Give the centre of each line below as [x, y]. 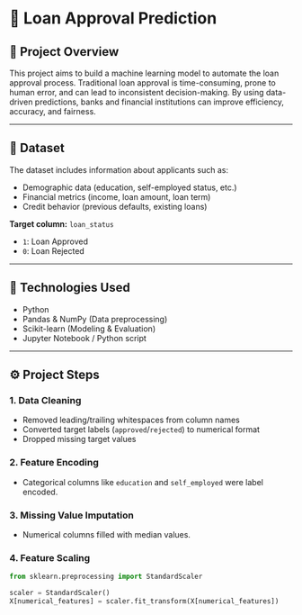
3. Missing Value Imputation [72, 515]
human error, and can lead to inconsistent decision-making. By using [137, 92]
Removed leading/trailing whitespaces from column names [131, 420]
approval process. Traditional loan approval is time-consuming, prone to [142, 83]
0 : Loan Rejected [53, 250]
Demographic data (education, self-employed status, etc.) [129, 187]
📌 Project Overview [64, 52]
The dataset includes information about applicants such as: [119, 169]
